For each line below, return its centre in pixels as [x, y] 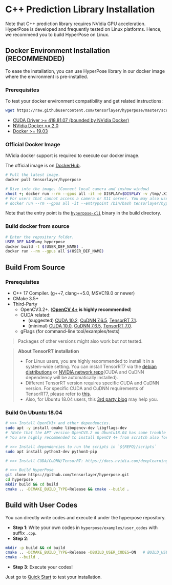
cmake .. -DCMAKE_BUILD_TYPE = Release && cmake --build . [67, 489]
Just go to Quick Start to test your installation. [54, 577]
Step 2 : [20, 538]
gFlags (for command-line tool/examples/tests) [70, 331]
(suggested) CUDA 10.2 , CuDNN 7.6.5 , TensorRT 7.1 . [82, 320]
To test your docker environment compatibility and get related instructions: [84, 101]
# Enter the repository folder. [40, 237]
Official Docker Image [33, 144]
